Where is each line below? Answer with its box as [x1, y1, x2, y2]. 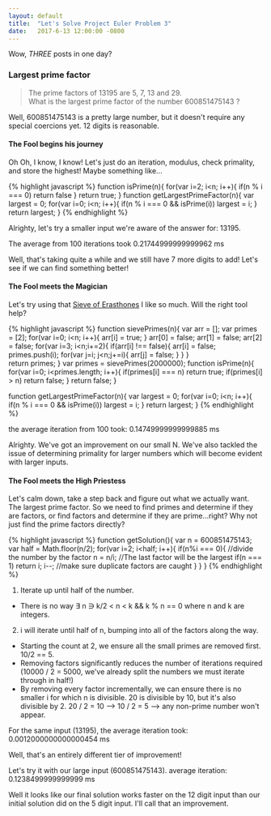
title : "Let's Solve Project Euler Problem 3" [8, 19, 172, 28]
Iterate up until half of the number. [19, 585, 134, 596]
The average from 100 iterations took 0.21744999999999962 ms [8, 238, 225, 248]
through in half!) [19, 676, 74, 686]
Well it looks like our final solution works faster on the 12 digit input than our [8, 790, 260, 800]
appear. [19, 710, 46, 720]
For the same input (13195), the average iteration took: [8, 726, 188, 736]
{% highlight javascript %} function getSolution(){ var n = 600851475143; [8, 536, 252, 545]
